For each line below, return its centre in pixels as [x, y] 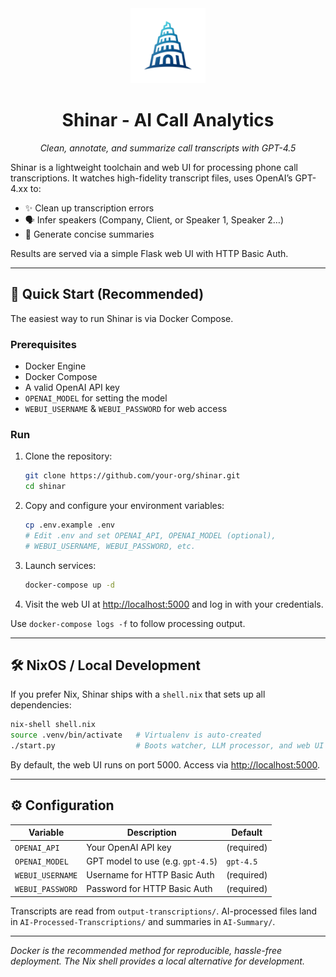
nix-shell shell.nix [53, 725]
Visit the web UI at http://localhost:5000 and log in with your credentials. [174, 604]
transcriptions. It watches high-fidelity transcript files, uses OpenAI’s [151, 178]
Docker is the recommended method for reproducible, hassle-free [146, 950]
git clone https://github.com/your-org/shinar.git [132, 476]
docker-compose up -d [69, 585]
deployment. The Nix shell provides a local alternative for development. [157, 961]
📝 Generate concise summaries [89, 234]
